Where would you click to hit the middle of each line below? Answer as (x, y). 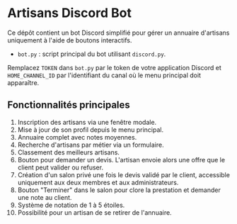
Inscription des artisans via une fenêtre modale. (87, 122)
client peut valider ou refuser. (60, 167)
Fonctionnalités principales (69, 105)
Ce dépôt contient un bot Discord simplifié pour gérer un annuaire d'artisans (118, 33)
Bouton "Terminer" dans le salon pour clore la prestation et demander (119, 190)
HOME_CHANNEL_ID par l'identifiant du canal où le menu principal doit (104, 75)
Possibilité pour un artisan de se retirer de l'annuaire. (94, 212)
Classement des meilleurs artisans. (69, 152)
